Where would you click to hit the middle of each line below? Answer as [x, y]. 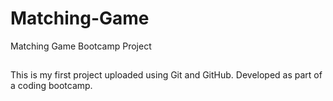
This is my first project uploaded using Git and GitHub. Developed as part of [166, 75]
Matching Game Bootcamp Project [81, 46]
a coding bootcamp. [51, 86]
